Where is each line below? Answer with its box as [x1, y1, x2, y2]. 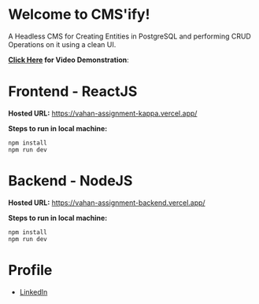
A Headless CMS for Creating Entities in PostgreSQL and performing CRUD [8, 31, 252, 41]
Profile [8, 262, 53, 279]
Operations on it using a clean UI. [8, 39, 117, 49]
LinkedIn [19, 287, 48, 296]
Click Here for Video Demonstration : [8, 55, 130, 64]
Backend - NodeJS [8, 172, 133, 190]
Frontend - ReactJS [8, 82, 138, 101]
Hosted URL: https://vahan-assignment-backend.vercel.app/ [8, 198, 206, 207]
